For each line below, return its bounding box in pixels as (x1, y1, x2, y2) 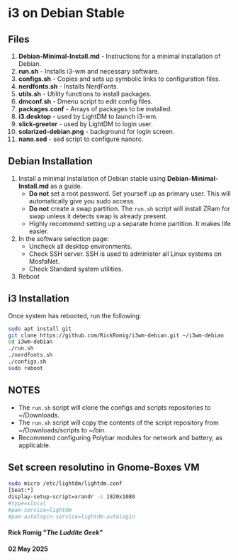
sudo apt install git (8, 325, 72, 332)
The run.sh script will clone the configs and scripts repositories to (18, 403, 211, 412)
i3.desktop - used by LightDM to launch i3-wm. (18, 112, 158, 121)
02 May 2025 (8, 544, 49, 553)
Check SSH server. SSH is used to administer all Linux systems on (28, 250, 222, 258)
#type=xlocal (8, 500, 47, 507)
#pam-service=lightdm (8, 506, 72, 513)
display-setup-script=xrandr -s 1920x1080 (8, 493, 135, 500)
